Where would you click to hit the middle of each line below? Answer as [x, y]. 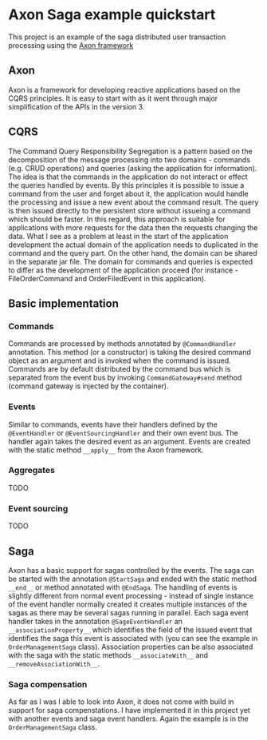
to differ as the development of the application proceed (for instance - [123, 270]
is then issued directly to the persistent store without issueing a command [130, 210]
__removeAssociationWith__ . [54, 663]
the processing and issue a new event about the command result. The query [133, 202]
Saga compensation [48, 684]
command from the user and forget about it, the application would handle [128, 193]
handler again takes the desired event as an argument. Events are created [130, 441]
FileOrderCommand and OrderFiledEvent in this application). [107, 278]
